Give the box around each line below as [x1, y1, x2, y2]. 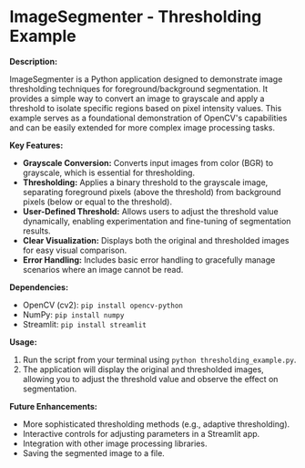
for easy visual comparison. [22, 244, 127, 255]
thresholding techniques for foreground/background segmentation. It [9, 83, 269, 94]
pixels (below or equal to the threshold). [22, 196, 173, 207]
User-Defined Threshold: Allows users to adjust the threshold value [22, 205, 280, 216]
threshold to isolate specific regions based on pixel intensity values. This [9, 102, 282, 113]
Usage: [9, 336, 38, 348]
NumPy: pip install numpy [22, 308, 125, 320]
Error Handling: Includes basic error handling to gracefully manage [22, 254, 276, 265]
